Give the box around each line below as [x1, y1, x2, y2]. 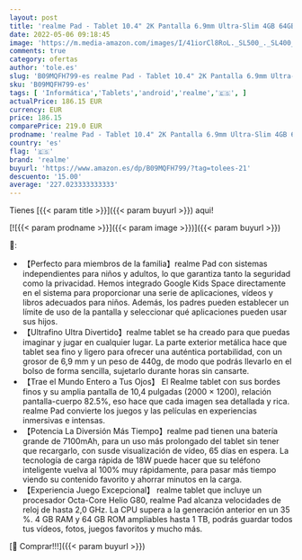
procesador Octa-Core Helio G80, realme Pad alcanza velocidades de [22, 495, 281, 506]
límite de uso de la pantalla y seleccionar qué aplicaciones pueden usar [22, 307, 288, 317]
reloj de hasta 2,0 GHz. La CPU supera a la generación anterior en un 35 [22, 504, 290, 515]
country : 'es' [9, 138, 63, 147]
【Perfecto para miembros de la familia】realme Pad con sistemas [22, 258, 268, 270]
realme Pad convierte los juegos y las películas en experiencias [22, 405, 258, 416]
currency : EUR [9, 105, 63, 114]
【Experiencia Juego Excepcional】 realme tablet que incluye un [22, 484, 262, 495]
